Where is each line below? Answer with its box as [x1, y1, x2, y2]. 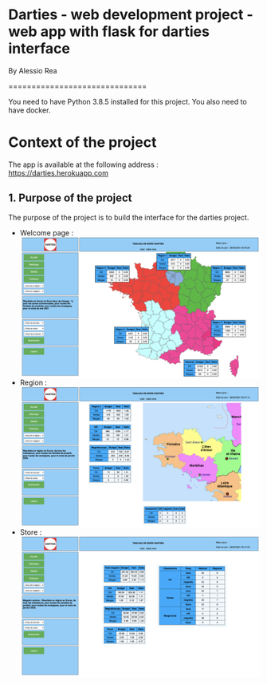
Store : [19, 528, 42, 537]
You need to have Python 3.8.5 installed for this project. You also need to [8, 97, 247, 106]
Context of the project [8, 133, 157, 152]
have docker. [8, 105, 51, 115]
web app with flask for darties [8, 22, 210, 41]
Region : [19, 378, 48, 387]
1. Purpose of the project [8, 192, 133, 205]
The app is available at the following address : [8, 160, 159, 169]
